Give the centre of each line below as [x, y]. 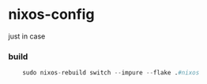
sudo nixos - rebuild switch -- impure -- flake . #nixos [111, 73]
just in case [27, 36]
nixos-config [51, 15]
